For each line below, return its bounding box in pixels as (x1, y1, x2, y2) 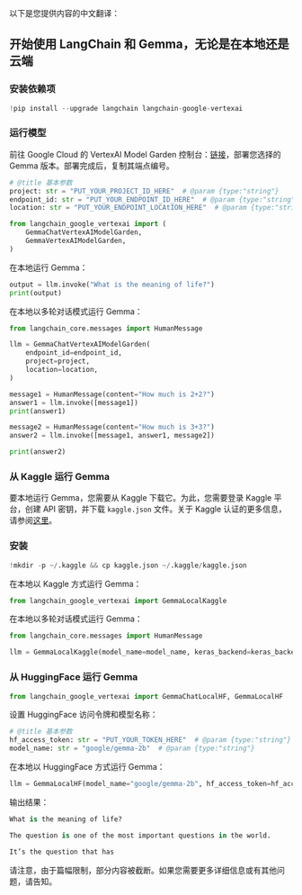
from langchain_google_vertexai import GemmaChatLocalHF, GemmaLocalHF (9, 692, 283, 701)
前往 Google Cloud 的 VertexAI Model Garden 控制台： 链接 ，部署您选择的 (9, 149, 281, 159)
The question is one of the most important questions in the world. (9, 831, 271, 840)
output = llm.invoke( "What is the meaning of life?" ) (9, 280, 216, 289)
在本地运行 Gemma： (9, 262, 88, 273)
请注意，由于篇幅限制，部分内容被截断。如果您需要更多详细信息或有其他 (9, 864, 277, 875)
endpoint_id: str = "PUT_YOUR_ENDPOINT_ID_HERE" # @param (9, 194, 235, 204)
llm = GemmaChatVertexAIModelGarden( (9, 340, 151, 349)
